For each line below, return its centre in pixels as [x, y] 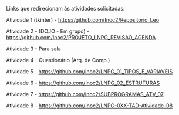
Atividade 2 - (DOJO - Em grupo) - [48, 31]
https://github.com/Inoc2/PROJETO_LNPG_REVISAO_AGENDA [81, 37]
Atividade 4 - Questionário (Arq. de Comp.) [58, 60]
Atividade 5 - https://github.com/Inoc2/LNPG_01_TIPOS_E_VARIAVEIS [89, 72]
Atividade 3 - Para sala [34, 49]
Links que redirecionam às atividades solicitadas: [65, 9]
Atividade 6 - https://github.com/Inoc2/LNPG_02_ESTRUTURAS [83, 83]
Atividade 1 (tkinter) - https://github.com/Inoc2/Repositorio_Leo [83, 20]
